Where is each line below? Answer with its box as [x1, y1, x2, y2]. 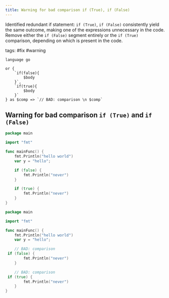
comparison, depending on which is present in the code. [5, 38, 123, 44]
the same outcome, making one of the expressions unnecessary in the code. [5, 26, 165, 33]
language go [5, 57, 30, 62]
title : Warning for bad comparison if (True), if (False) [5, 7, 130, 13]
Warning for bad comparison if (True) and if [5, 111, 152, 120]
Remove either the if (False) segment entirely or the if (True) [5, 32, 139, 38]
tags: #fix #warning [5, 47, 46, 53]
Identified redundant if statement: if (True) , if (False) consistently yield [5, 21, 159, 27]
